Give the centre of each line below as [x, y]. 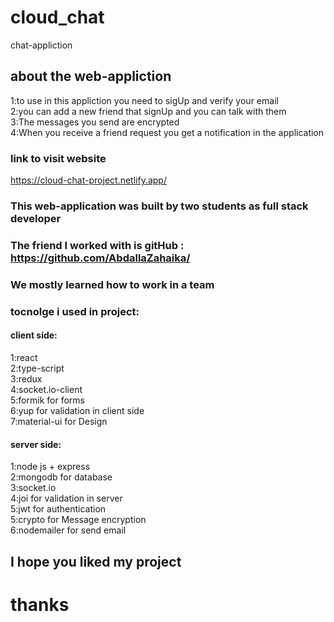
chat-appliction [41, 45]
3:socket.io [33, 488]
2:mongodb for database [61, 477]
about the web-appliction [91, 76]
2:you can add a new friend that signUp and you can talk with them [148, 111]
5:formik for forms [47, 400]
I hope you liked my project [96, 561]
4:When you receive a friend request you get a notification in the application [167, 132]
